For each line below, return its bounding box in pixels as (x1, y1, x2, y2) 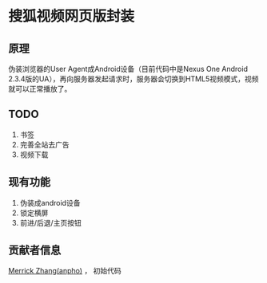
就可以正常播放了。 (8, 85, 72, 93)
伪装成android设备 (19, 198, 81, 207)
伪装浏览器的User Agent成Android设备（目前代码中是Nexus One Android (8, 65, 248, 73)
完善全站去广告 (19, 140, 70, 149)
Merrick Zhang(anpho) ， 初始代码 (8, 266, 122, 276)
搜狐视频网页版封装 (8, 7, 135, 26)
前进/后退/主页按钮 (19, 218, 82, 227)
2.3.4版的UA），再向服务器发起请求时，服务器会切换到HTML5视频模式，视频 (8, 74, 259, 84)
